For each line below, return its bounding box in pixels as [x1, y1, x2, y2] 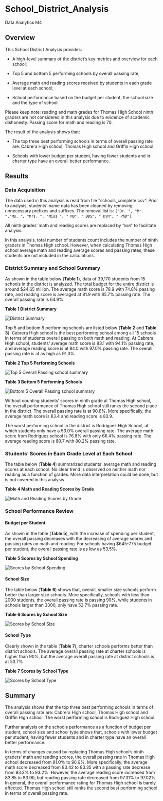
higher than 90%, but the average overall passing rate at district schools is [5, 653, 155, 659]
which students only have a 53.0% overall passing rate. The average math [5, 428, 154, 434]
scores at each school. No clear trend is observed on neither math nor [5, 467, 146, 472]
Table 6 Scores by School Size [5, 611, 67, 618]
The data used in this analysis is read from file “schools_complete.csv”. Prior [5, 198, 158, 204]
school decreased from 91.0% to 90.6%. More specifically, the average [5, 759, 147, 765]
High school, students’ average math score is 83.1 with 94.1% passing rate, [5, 340, 155, 346]
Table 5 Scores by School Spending [5, 556, 78, 561]
